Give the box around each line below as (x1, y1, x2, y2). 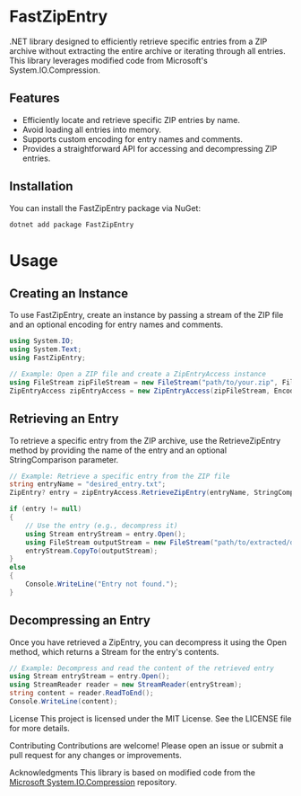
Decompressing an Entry (9, 613, 150, 628)
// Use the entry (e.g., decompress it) (25, 521, 178, 530)
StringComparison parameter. (9, 454, 119, 464)
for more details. (9, 722, 70, 733)
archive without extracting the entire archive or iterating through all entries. (9, 45, 287, 56)
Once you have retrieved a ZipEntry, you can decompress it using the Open (9, 636, 287, 648)
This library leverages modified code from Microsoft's (9, 55, 208, 66)
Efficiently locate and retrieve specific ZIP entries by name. (21, 114, 240, 125)
